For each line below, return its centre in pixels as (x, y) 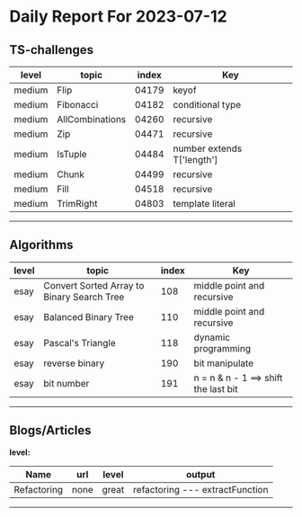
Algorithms (41, 245)
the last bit (216, 388)
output (200, 474)
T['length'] (195, 160)
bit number (67, 383)
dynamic (212, 337)
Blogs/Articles (50, 430)
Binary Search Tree (84, 297)
